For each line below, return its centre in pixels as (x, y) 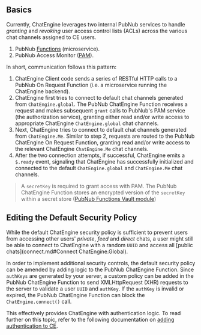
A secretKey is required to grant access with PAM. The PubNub (99, 186)
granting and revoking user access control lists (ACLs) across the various (97, 31)
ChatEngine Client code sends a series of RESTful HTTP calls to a (96, 78)
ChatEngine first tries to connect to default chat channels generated (99, 97)
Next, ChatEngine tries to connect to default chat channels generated (101, 129)
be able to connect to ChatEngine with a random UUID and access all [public (100, 245)
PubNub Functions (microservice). (57, 49)
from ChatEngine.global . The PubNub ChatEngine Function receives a (101, 104)
